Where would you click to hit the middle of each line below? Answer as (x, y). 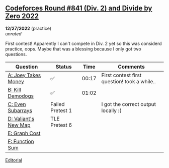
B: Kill (14, 89)
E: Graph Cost (24, 133)
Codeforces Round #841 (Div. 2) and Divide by (79, 8)
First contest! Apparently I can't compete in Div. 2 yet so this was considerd (83, 43)
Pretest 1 (61, 110)
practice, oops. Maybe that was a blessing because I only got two (73, 49)
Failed (57, 104)
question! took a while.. (129, 81)
